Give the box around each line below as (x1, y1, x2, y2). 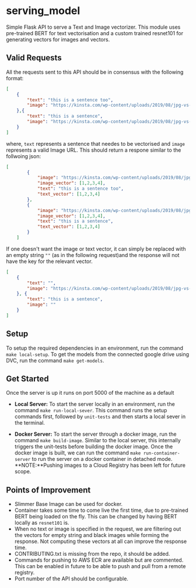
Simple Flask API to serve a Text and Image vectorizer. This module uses (6, 23, 181, 30)
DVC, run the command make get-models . (6, 357, 104, 364)
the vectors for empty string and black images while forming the (14, 532, 169, 539)
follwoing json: (6, 152, 41, 159)
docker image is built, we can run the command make (14, 449, 141, 456)
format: (6, 74, 24, 81)
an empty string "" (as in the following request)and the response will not (6, 251, 180, 258)
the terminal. (14, 419, 45, 426)
